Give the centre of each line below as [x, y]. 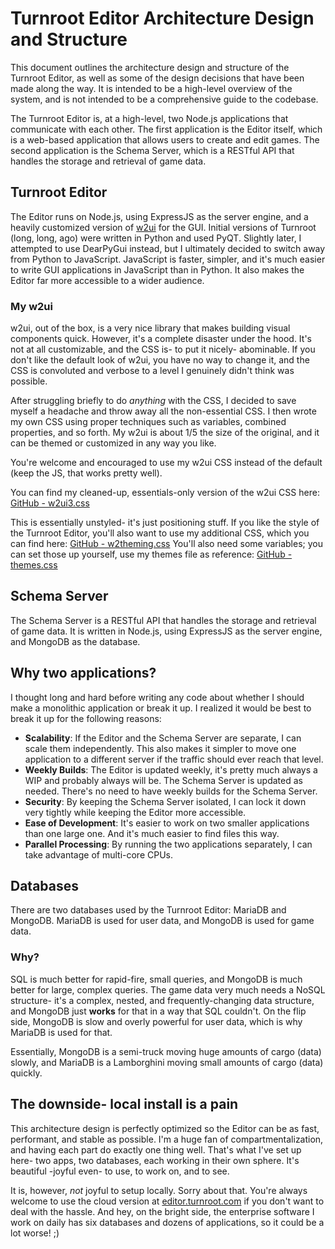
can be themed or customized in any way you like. [113, 443]
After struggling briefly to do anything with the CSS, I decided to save [153, 401]
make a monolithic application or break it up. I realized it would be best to [161, 708]
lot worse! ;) [35, 1233]
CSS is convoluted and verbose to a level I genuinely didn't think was [152, 371]
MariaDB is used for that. [61, 1032]
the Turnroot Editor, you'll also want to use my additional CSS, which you [160, 533]
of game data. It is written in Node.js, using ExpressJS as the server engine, [166, 631]
